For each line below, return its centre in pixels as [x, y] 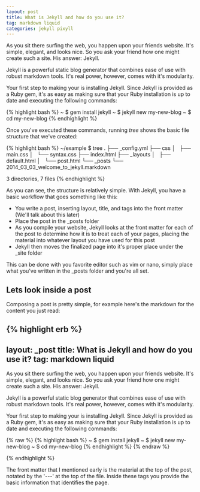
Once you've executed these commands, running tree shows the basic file [98, 130]
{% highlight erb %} [44, 329]
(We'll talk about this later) [47, 215]
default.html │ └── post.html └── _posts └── [65, 161]
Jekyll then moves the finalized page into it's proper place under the [99, 247]
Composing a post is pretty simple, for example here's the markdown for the [100, 304]
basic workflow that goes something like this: [62, 197]
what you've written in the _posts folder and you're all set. [78, 271]
